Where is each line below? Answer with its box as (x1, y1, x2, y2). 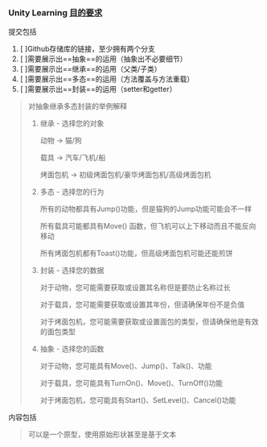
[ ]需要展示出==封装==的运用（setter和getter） (19, 85, 177, 94)
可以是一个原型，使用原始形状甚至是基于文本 (27, 429, 177, 440)
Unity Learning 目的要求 (8, 6, 103, 18)
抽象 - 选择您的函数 (39, 344, 105, 354)
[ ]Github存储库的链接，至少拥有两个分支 (19, 44, 155, 54)
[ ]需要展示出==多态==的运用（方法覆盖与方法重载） (19, 74, 195, 84)
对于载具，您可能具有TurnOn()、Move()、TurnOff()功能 (39, 379, 224, 388)
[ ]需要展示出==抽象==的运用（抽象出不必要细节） (19, 54, 187, 64)
